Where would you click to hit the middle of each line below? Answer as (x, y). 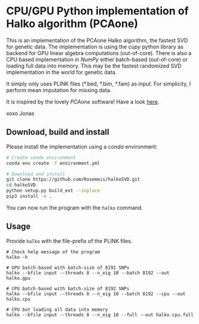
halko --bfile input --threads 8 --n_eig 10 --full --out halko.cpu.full (100, 315)
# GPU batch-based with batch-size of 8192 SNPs (68, 268)
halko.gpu (19, 278)
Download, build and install (58, 132)
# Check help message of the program (53, 252)
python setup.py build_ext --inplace (53, 191)
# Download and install (36, 174)
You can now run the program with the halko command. (75, 207)
